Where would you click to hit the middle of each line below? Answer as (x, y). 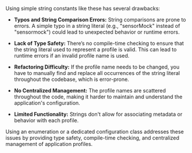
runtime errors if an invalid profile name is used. (72, 56)
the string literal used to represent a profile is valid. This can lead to (95, 49)
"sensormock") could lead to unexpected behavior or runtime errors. (97, 32)
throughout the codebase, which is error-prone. (71, 79)
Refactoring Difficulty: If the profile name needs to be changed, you (97, 67)
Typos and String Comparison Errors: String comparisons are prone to (100, 19)
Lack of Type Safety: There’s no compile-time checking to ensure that (99, 43)
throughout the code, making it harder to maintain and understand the (98, 97)
